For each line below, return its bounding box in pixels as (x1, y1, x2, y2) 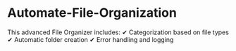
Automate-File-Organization (7, 5, 178, 21)
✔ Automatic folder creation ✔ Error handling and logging (7, 35, 174, 43)
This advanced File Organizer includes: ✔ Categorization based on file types (7, 28, 229, 36)
